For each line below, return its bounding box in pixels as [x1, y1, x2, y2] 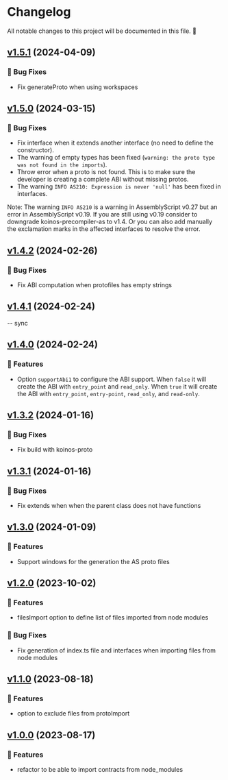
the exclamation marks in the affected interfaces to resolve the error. [7, 225, 201, 233]
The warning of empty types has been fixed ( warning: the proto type [16, 154, 216, 162]
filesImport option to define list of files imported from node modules [16, 613, 209, 622]
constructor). [16, 146, 55, 154]
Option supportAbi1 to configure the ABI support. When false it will [16, 375, 207, 383]
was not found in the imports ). [16, 160, 107, 169]
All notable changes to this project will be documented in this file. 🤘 [7, 27, 197, 35]
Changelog [7, 4, 71, 20]
